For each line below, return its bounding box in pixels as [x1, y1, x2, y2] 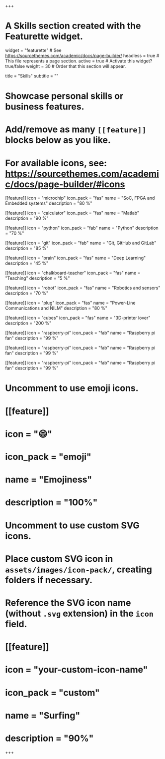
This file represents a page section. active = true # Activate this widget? [5, 58, 153, 64]
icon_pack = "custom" [5, 687, 100, 698]
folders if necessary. [5, 574, 93, 586]
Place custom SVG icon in [5, 553, 113, 564]
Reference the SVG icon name [5, 597, 131, 608]
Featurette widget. [5, 31, 83, 42]
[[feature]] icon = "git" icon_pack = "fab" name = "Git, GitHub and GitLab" [5, 240, 157, 246]
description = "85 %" [5, 245, 49, 251]
